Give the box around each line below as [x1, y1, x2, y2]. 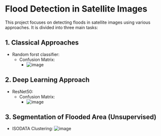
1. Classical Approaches [5, 39, 79, 47]
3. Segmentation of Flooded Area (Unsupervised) [5, 113, 157, 121]
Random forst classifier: [12, 51, 59, 57]
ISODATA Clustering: [12, 126, 53, 132]
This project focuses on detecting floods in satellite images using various [5, 19, 151, 25]
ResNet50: [12, 89, 33, 94]
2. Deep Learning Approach [5, 76, 90, 84]
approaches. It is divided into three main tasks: [5, 24, 98, 30]
